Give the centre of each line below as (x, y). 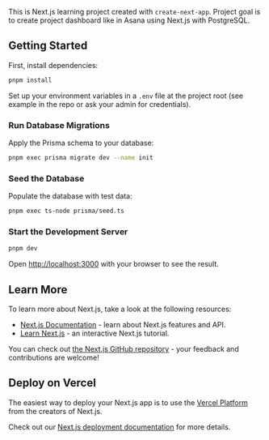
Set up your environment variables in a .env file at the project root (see (126, 96)
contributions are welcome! (54, 358)
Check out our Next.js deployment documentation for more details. (120, 427)
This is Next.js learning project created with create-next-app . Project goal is (134, 12)
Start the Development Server (68, 232)
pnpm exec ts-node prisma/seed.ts (67, 211)
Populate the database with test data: (70, 196)
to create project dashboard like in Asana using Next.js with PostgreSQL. (129, 20)
